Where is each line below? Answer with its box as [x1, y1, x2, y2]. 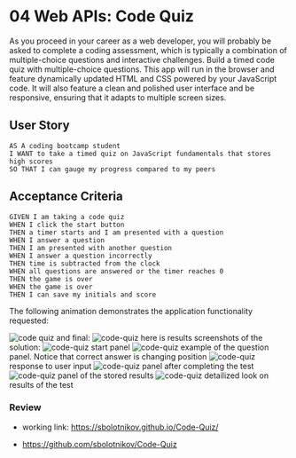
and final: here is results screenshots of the [56, 332, 263, 343]
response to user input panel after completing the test [9, 360, 254, 371]
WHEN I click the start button [9, 220, 125, 229]
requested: [9, 315, 49, 326]
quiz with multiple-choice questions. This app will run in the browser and [9, 64, 275, 75]
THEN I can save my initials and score [9, 290, 157, 299]
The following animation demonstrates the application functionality [9, 305, 253, 316]
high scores [9, 157, 53, 166]
